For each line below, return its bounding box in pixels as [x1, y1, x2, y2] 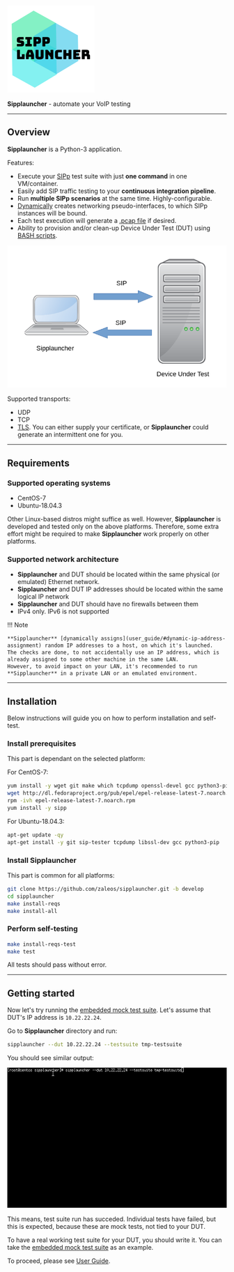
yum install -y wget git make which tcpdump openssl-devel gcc [7, 783, 195, 790]
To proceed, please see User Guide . [7, 1257, 111, 1265]
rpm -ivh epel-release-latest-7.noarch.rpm [7, 797, 136, 804]
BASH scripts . [17, 231, 58, 239]
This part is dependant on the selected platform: [7, 755, 146, 763]
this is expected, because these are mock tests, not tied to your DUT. [7, 1222, 205, 1230]
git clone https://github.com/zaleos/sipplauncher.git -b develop [7, 885, 204, 892]
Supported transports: [7, 394, 71, 403]
